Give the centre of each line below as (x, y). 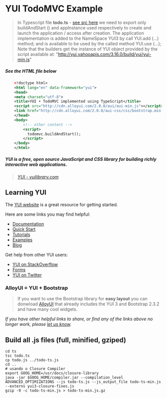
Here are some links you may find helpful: (48, 214)
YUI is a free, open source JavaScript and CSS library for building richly (81, 159)
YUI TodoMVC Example (54, 9)
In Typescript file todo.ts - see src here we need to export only (82, 22)
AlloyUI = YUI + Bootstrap (37, 288)
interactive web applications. (36, 164)
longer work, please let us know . (38, 324)
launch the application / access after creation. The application (81, 33)
